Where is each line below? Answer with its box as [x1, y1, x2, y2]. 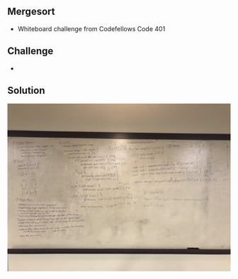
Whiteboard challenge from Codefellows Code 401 [17, 24, 166, 33]
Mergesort [7, 6, 55, 18]
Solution [7, 84, 45, 97]
